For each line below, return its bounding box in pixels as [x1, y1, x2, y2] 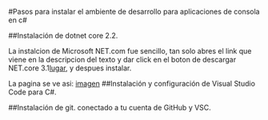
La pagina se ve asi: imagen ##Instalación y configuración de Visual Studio [8, 79, 256, 88]
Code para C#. [8, 87, 58, 97]
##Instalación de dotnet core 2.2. [8, 31, 118, 40]
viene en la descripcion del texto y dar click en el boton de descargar [8, 55, 237, 64]
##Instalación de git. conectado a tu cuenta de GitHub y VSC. [8, 103, 212, 112]
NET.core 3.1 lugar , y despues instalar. [8, 63, 132, 73]
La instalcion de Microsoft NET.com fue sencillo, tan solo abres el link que [8, 46, 252, 55]
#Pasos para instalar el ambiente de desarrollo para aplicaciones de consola [8, 7, 260, 16]
